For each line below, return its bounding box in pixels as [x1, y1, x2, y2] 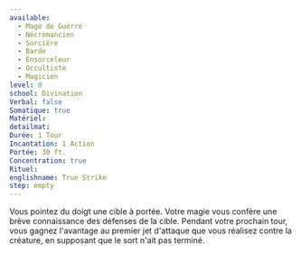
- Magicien [17, 72, 59, 81]
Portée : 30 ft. [9, 147, 67, 156]
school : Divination [9, 89, 83, 98]
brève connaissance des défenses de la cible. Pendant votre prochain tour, [9, 216, 288, 227]
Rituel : [9, 165, 39, 174]
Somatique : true [9, 106, 71, 115]
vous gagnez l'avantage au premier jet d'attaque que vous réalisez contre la [9, 225, 292, 236]
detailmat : [9, 123, 51, 132]
